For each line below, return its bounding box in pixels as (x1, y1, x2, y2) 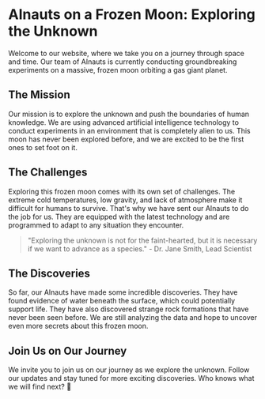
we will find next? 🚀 (8, 382, 72, 392)
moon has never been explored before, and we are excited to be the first (8, 134, 244, 144)
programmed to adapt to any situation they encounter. (8, 220, 184, 230)
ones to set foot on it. (8, 142, 78, 152)
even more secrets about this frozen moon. (8, 322, 149, 331)
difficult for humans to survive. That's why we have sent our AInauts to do (8, 203, 249, 213)
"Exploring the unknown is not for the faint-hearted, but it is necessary (27, 235, 258, 245)
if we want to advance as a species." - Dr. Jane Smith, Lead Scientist (27, 243, 252, 254)
